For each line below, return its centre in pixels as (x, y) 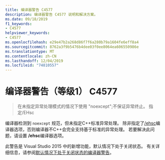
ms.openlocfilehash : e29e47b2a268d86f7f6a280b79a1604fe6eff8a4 (72, 42)
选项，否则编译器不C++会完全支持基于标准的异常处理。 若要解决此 (82, 130)
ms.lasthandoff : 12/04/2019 (34, 61)
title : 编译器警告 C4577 (29, 10)
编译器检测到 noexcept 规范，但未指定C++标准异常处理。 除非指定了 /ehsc (81, 123)
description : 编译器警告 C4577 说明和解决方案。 (51, 14)
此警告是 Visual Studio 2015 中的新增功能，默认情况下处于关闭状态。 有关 (80, 146)
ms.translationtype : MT (30, 51)
